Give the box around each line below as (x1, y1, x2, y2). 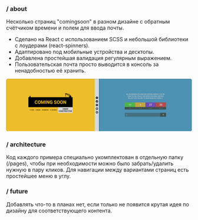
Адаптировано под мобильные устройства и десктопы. (14, 48, 154, 55)
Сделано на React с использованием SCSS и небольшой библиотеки (14, 36, 189, 43)
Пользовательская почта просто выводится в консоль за (14, 61, 159, 68)
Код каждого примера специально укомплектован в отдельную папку (6, 154, 184, 161)
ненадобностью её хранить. (14, 67, 86, 74)
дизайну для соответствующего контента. (6, 207, 113, 214)
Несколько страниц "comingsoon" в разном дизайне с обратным (6, 18, 170, 25)
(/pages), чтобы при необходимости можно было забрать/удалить (6, 160, 174, 167)
